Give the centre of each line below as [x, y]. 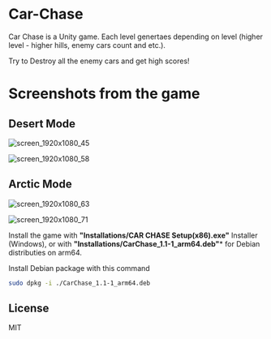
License [29, 309]
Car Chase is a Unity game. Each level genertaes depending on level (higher [136, 36]
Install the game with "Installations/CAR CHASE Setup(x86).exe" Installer [133, 235]
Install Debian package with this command [79, 268]
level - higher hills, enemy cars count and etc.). [87, 45]
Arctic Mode [40, 185]
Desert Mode [42, 124]
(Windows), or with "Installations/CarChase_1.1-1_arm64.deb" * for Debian [134, 243]
